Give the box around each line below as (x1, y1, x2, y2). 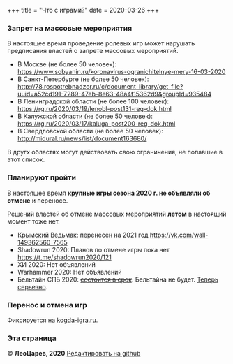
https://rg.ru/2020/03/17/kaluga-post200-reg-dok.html (17, 119, 176, 128)
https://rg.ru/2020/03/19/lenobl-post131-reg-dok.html (17, 105, 172, 113)
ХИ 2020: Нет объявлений (17, 260, 96, 268)
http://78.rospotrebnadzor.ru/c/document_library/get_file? (17, 82, 183, 91)
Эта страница (7, 333, 57, 343)
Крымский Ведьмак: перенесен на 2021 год (17, 231, 149, 239)
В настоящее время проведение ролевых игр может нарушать (7, 39, 195, 48)
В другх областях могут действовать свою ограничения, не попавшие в (7, 148, 223, 156)
